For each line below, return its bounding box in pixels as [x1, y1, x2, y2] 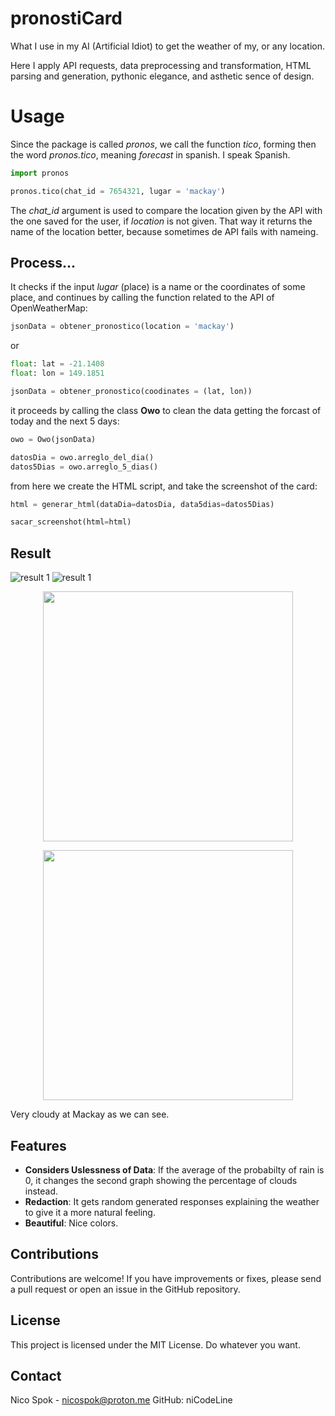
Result [10, 545, 52, 562]
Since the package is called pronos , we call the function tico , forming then [10, 138, 317, 150]
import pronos [10, 168, 70, 178]
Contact [10, 1367, 62, 1384]
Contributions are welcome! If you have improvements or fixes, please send [10, 1272, 322, 1284]
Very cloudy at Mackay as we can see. [10, 1108, 170, 1121]
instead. [24, 1185, 59, 1197]
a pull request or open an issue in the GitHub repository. [10, 1283, 241, 1295]
